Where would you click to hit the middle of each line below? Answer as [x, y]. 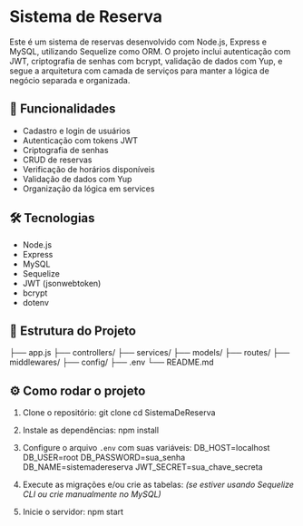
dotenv [36, 302]
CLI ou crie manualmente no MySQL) [92, 494]
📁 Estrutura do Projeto [73, 331]
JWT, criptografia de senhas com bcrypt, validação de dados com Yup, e [146, 61]
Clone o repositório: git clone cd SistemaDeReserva [119, 413]
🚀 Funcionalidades [63, 109]
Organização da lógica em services [88, 189]
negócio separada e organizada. [70, 80]
